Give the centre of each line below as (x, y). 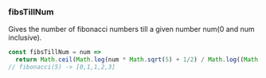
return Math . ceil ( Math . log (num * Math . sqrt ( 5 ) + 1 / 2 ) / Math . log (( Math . (139, 60)
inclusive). (25, 37)
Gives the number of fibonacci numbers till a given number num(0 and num (131, 29)
